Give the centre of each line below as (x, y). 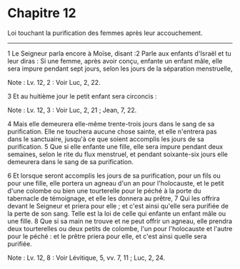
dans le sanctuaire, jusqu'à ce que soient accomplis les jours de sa (106, 139)
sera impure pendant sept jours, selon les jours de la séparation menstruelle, (120, 68)
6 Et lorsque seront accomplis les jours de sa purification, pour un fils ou (114, 176)
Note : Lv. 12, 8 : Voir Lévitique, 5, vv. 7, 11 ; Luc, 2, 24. (86, 258)
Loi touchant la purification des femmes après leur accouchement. (105, 33)
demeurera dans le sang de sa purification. (71, 161)
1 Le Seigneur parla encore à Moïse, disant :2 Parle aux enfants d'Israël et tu (120, 53)
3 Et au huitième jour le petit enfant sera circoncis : (82, 96)
